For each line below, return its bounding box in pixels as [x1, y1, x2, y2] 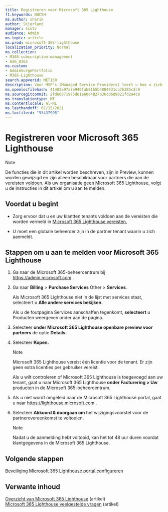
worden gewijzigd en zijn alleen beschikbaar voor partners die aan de [5, 174, 149, 180]
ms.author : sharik [5, 17, 44, 22]
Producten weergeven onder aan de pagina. [12, 315, 104, 321]
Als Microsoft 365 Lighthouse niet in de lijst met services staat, [12, 294, 143, 300]
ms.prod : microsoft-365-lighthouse [5, 40, 80, 45]
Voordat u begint [5, 200, 59, 208]
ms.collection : [5, 49, 37, 54]
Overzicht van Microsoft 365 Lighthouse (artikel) [5, 496, 106, 502]
